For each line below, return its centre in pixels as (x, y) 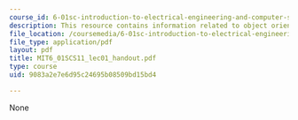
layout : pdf (31, 50)
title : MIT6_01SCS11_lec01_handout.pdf (83, 58)
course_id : (29, 17)
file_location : (37, 34)
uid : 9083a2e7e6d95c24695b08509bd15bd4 (83, 75)
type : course (33, 67)
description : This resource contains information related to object (138, 26)
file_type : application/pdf (61, 42)
